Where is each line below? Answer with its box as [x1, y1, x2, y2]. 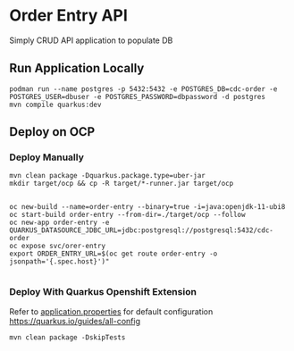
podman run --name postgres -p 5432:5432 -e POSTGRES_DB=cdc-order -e [9, 84, 278, 94]
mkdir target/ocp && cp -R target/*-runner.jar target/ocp [9, 180, 234, 188]
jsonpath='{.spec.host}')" [9, 257, 110, 266]
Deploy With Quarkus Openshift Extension [9, 286, 197, 298]
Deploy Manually [9, 151, 85, 163]
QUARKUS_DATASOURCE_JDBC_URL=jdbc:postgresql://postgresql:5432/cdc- [9, 226, 274, 235]
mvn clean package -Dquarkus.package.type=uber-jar [9, 171, 206, 180]
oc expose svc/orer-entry [9, 242, 105, 251]
